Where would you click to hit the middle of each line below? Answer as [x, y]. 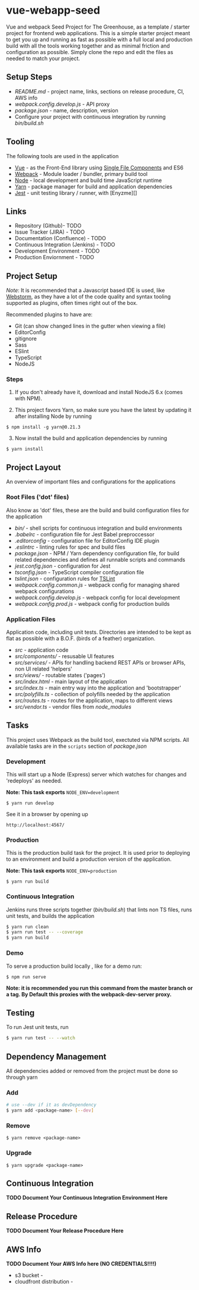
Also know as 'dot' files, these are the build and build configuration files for [98, 510]
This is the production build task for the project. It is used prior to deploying [98, 853]
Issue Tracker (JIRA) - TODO [49, 232]
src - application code [42, 650]
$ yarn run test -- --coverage [45, 932]
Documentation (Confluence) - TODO [60, 238]
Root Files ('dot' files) [38, 497]
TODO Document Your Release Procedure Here [65, 1231]
